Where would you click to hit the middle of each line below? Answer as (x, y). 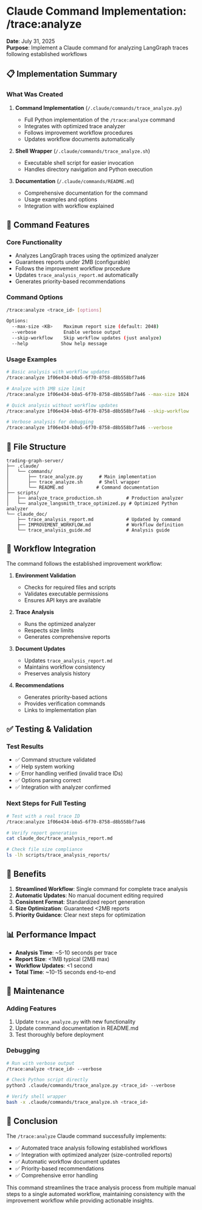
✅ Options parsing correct (48, 780)
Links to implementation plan (60, 710)
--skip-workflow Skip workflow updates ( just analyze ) (87, 338)
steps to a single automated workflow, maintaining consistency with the (96, 1194)
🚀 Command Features (48, 225)
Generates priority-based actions (66, 697)
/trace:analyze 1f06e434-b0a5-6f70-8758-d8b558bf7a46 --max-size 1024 (98, 394)
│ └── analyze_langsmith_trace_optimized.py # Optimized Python (92, 503)
